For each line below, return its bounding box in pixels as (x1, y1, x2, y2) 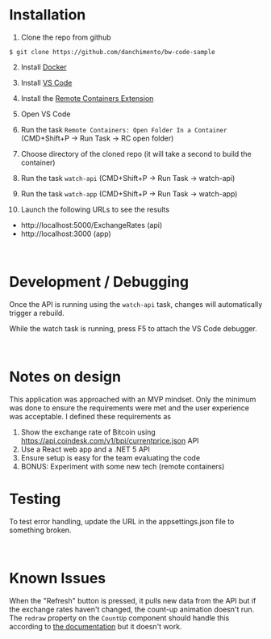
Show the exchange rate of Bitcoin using (20, 427, 156, 437)
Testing (9, 490, 61, 508)
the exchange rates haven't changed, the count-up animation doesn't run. (9, 604, 255, 614)
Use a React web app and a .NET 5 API (20, 444, 150, 454)
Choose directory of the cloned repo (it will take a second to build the (20, 149, 252, 158)
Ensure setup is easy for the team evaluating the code (20, 452, 201, 462)
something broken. (9, 525, 72, 535)
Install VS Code (20, 78, 73, 87)
